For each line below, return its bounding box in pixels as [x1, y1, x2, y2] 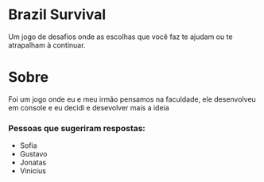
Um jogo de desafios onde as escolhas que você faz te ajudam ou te [8, 32, 233, 41]
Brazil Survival [8, 6, 106, 24]
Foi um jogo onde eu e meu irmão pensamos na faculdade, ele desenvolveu [8, 94, 256, 104]
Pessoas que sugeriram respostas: [8, 122, 146, 134]
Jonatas [19, 157, 47, 168]
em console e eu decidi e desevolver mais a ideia [8, 103, 169, 112]
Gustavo [19, 149, 48, 159]
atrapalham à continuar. [8, 40, 86, 49]
